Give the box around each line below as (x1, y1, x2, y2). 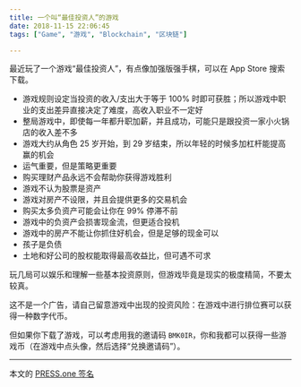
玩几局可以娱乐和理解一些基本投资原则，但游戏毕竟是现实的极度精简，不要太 (9, 270, 292, 280)
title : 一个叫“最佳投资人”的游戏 (9, 13, 119, 22)
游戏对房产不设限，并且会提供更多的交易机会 (21, 194, 188, 205)
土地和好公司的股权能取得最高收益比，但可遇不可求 (21, 250, 211, 261)
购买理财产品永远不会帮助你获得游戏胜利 (21, 172, 172, 183)
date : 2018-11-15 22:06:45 (9, 21, 110, 30)
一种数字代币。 (16, 311, 73, 322)
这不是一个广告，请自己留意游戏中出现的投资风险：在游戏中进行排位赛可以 (9, 299, 284, 310)
